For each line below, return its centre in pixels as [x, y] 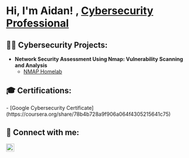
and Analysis [31, 65]
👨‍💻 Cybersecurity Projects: [57, 45]
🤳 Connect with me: [43, 132]
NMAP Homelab [43, 71]
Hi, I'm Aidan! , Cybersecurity [80, 11]
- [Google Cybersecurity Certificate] [50, 107]
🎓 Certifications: [39, 91]
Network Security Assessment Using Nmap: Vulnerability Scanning [99, 59]
